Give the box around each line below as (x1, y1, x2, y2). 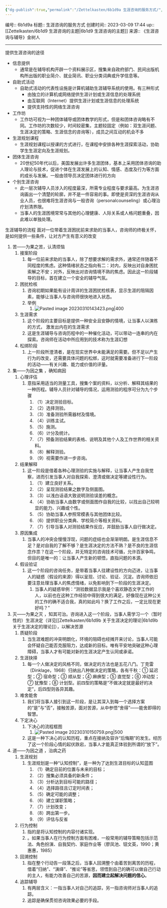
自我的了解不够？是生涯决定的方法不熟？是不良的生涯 (44, 542, 154, 548)
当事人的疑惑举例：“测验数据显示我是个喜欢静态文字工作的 (34, 586, 155, 592)
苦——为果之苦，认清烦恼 (12, 243, 65, 250)
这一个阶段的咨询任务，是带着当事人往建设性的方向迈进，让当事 (27, 567, 158, 573)
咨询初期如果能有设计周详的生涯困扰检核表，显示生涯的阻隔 (27, 287, 150, 293)
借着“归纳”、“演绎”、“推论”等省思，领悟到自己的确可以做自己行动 (27, 866, 161, 872)
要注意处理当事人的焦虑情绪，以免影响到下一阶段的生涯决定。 (27, 580, 154, 586)
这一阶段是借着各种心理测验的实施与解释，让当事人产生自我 (27, 467, 150, 473)
